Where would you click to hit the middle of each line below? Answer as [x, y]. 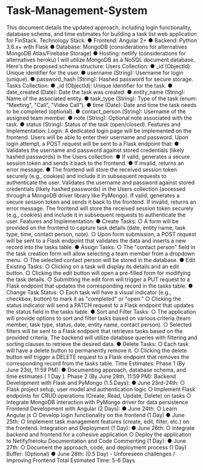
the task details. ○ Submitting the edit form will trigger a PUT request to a [98, 279]
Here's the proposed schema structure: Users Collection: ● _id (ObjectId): [99, 66]
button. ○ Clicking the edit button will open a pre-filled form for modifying [98, 273]
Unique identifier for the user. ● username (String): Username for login [95, 72]
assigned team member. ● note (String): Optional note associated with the [99, 118]
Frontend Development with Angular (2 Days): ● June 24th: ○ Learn [92, 409]
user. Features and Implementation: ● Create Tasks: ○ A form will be [92, 221]
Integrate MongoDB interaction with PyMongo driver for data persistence [97, 402]
